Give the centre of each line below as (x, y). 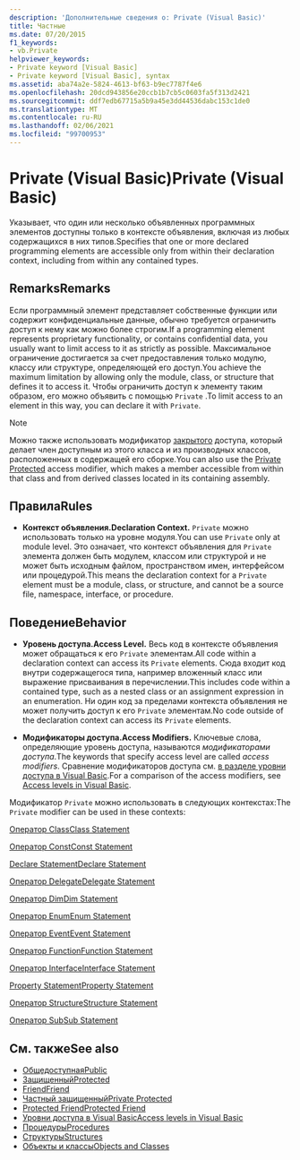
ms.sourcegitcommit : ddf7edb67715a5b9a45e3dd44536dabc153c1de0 (130, 101)
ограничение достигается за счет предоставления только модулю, (138, 357)
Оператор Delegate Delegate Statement (82, 881)
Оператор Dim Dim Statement (64, 899)
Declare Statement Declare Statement (78, 864)
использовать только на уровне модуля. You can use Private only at (151, 537)
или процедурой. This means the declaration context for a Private (144, 575)
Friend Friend (46, 1089)
